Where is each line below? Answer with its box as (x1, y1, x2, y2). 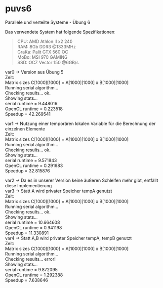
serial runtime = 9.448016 (5, 100, 58, 106)
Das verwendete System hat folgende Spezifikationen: (5, 29, 116, 35)
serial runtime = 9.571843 (5, 157, 57, 163)
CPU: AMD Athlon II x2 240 (17, 38, 73, 44)
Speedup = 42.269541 (5, 111, 51, 117)
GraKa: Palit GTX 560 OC (17, 49, 68, 55)
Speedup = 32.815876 (5, 167, 50, 173)
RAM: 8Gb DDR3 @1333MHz (17, 43, 76, 49)
